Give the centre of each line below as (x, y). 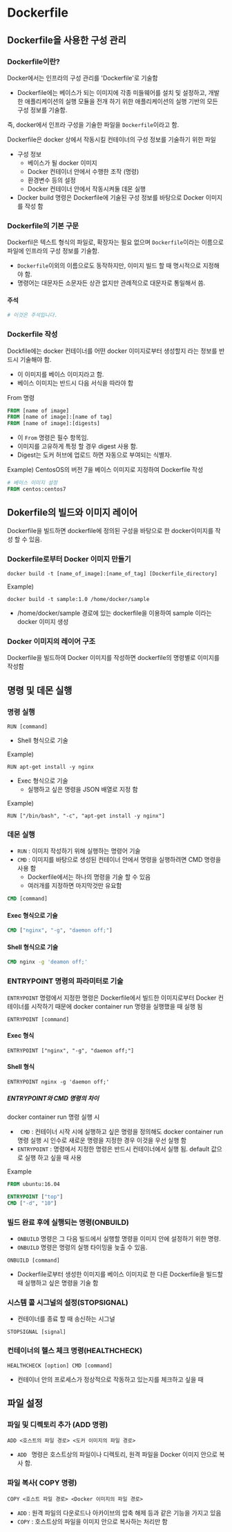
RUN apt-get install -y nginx (51, 767)
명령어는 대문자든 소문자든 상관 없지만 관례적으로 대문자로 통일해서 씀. (111, 283)
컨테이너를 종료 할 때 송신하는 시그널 (66, 1319)
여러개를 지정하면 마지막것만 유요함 (75, 886)
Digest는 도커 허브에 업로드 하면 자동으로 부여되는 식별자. (94, 455)
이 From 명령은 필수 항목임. (53, 437)
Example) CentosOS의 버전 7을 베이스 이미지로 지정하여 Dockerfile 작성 (105, 470)
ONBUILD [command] (33, 1260)
